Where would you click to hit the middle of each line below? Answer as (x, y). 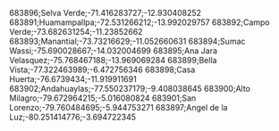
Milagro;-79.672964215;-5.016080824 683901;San (103, 98)
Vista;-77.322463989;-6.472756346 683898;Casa (102, 70)
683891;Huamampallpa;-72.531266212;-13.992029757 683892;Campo (139, 22)
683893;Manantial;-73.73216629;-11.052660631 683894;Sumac (127, 41)
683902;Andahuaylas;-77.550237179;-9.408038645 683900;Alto (130, 89)
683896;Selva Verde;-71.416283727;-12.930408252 (106, 13)
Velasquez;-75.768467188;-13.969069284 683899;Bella (113, 60)
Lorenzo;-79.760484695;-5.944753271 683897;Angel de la (118, 107)
